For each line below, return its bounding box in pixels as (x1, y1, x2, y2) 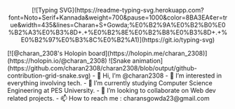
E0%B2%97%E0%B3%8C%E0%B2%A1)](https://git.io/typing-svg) (20, 36, 215, 44)
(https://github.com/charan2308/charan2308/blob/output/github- (7, 64, 198, 72)
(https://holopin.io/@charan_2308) (7, 57, 107, 65)
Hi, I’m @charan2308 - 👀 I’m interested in (102, 71, 222, 80)
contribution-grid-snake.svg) (7, 71, 91, 80)
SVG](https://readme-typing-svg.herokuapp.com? (59, 6, 205, 14)
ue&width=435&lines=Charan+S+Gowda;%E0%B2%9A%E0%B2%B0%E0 (10, 21, 226, 29)
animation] (132, 57, 163, 65)
